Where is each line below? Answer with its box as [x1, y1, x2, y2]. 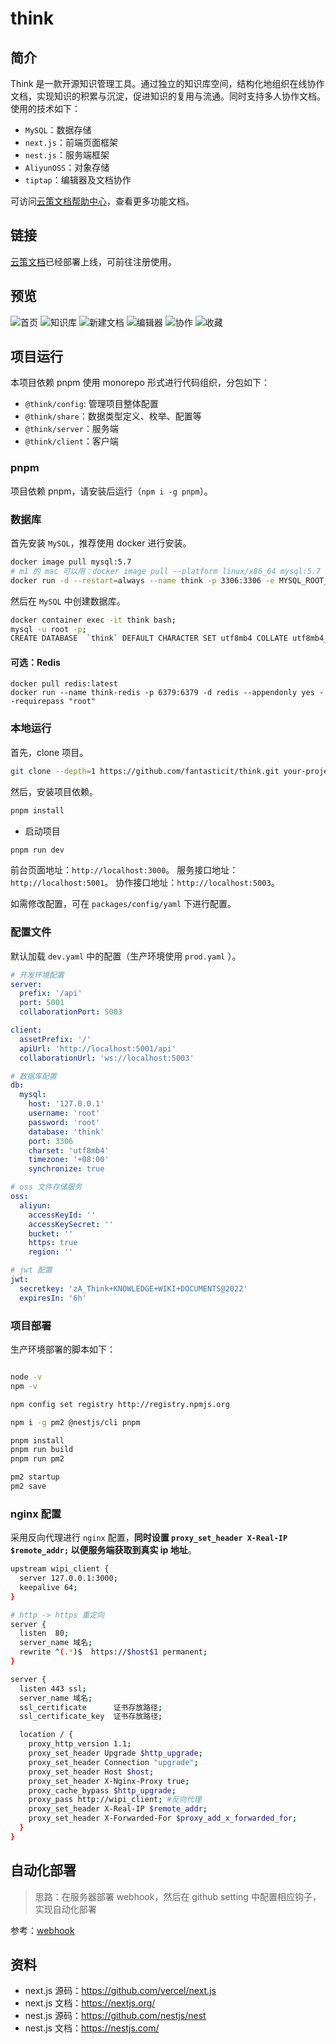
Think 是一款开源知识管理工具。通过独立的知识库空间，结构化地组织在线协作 [10, 78, 325, 89]
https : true [28, 1238, 78, 1248]
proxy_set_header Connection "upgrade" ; [28, 1757, 199, 1767]
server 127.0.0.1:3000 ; [19, 1573, 118, 1584]
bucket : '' [28, 1228, 74, 1239]
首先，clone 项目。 [10, 746, 89, 758]
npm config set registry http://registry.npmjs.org [10, 1399, 230, 1409]
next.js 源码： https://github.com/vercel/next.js [24, 1985, 217, 1997]
